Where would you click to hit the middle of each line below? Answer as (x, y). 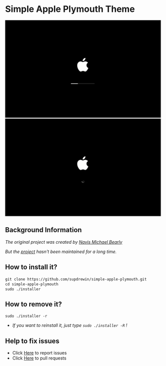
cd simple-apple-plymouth (32, 284)
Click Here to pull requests (39, 358)
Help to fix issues (32, 341)
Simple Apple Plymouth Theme (70, 9)
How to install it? (31, 267)
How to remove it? (34, 304)
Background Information (43, 230)
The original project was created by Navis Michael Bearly (64, 242)
